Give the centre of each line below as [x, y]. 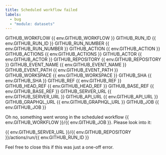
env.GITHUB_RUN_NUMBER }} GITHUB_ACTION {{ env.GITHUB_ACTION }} [83, 49]
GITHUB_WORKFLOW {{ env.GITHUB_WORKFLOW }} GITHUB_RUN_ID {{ [80, 38]
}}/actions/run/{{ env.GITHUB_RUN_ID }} [47, 137]
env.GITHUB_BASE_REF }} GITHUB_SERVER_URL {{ [58, 91]
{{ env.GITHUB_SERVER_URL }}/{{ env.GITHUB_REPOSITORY [68, 132]
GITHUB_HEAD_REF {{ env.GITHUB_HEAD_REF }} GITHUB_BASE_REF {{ [80, 86]
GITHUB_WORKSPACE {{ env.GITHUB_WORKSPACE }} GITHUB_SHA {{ [78, 75]
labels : [13, 15]
